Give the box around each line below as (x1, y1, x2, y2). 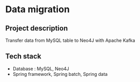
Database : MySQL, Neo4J (12, 65, 69, 72)
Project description (5, 24, 68, 33)
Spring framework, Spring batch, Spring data (12, 71, 108, 77)
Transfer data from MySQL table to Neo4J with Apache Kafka (5, 37, 135, 43)
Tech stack (5, 52, 42, 61)
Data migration (5, 4, 70, 15)
